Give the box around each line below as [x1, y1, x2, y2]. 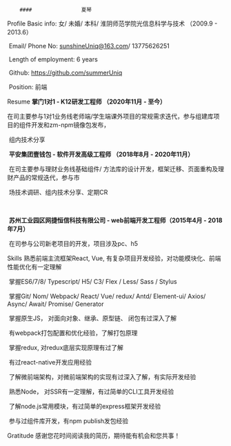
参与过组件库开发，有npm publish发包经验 [8, 417, 129, 425]
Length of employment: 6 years [8, 55, 98, 64]
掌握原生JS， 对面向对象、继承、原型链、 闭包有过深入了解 [8, 314, 177, 322]
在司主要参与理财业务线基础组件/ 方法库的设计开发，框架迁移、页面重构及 [8, 165, 219, 173]
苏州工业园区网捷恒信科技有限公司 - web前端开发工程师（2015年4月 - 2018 [8, 216, 223, 224]
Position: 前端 [8, 83, 48, 91]
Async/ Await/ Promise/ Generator [7, 300, 104, 308]
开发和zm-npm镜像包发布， [30, 121, 110, 129]
